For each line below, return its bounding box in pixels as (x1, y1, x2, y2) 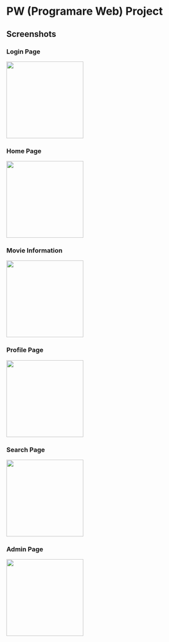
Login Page (6, 47, 41, 56)
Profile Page (6, 346, 44, 354)
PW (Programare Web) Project (6, 4, 163, 18)
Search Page (6, 445, 45, 454)
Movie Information (6, 246, 63, 255)
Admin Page (6, 545, 44, 554)
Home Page (6, 146, 42, 155)
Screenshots (6, 29, 57, 39)
